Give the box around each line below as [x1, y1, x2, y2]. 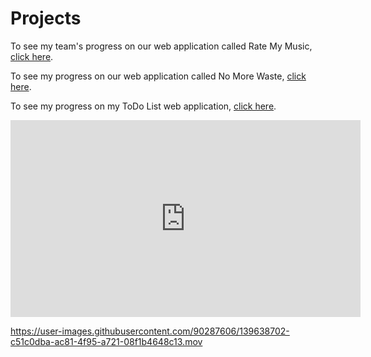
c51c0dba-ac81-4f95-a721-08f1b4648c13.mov [10, 335, 203, 347]
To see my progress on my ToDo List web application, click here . [10, 100, 277, 112]
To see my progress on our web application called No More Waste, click [10, 70, 307, 82]
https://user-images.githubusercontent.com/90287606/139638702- [10, 325, 290, 337]
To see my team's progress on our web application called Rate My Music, [10, 40, 313, 52]
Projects [10, 7, 82, 30]
